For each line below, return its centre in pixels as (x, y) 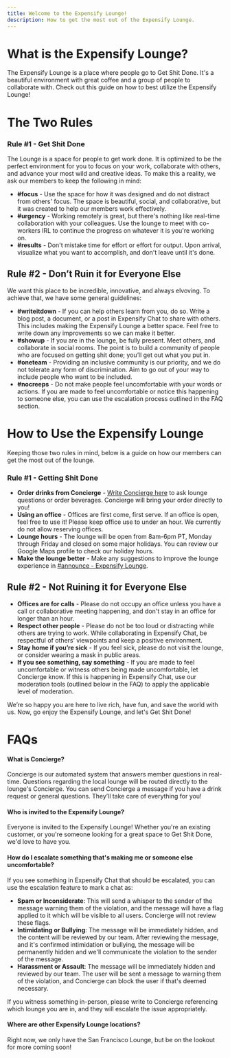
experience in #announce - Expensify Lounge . (83, 565)
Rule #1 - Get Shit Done (46, 143)
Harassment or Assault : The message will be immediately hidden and (116, 966)
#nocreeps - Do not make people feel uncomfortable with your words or (119, 384)
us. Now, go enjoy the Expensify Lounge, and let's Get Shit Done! (99, 712)
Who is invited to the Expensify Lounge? (66, 812)
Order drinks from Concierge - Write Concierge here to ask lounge (112, 492)
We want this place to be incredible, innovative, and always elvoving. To (109, 290)
